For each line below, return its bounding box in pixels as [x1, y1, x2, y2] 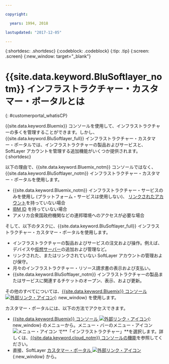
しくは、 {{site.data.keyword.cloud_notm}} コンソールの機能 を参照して [12, 335, 158, 341]
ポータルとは [32, 96, 85, 107]
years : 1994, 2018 [10, 21, 49, 26]
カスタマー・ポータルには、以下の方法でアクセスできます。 [5, 305, 128, 311]
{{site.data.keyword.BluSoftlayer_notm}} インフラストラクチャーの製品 [12, 272, 159, 278]
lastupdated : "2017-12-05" [5, 30, 62, 35]
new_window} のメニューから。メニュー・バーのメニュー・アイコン [12, 322, 153, 328]
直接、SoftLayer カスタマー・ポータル [12, 347, 92, 353]
